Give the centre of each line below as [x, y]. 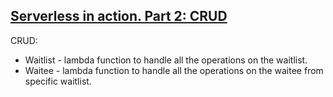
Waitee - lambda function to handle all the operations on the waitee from [174, 70]
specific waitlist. [58, 81]
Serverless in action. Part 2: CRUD [119, 16]
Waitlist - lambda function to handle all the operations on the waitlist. [166, 60]
